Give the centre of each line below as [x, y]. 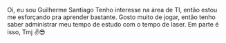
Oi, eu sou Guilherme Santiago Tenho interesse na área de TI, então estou [112, 10]
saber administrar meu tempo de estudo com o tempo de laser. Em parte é [113, 24]
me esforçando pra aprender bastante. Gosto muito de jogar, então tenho [111, 17]
